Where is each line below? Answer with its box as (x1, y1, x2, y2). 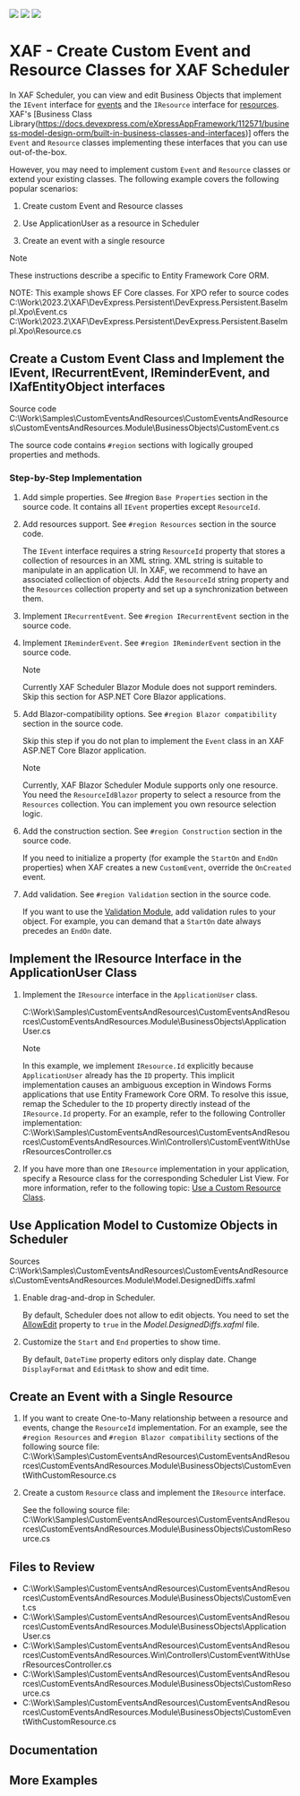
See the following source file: (21, 1505, 131, 1515)
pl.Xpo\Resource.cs (9, 325, 82, 336)
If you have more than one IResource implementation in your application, (21, 1163, 289, 1174)
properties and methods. (9, 449, 101, 460)
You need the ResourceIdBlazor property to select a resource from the (21, 790, 281, 800)
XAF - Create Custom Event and (9, 41, 252, 62)
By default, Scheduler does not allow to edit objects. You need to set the (21, 1309, 289, 1320)
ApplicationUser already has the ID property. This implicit (21, 1069, 236, 1080)
